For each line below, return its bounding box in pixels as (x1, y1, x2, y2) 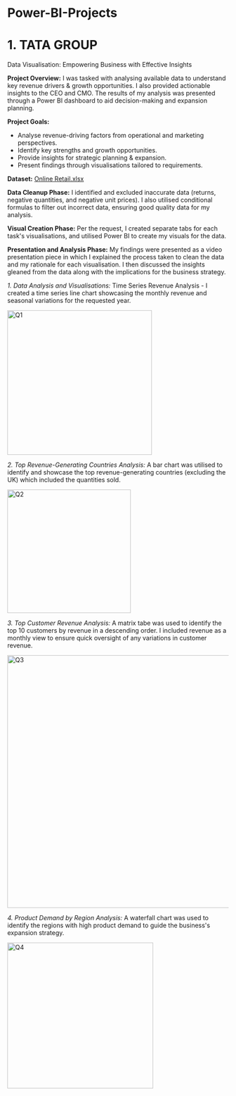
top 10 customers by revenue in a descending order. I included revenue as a (7, 626, 227, 635)
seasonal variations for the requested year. (7, 297, 131, 305)
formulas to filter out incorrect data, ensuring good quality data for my (7, 203, 210, 212)
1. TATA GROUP (7, 37, 98, 53)
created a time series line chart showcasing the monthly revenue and (7, 289, 207, 297)
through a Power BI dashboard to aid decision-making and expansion (7, 96, 208, 105)
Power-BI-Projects (7, 5, 118, 21)
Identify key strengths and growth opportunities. (17, 146, 157, 155)
